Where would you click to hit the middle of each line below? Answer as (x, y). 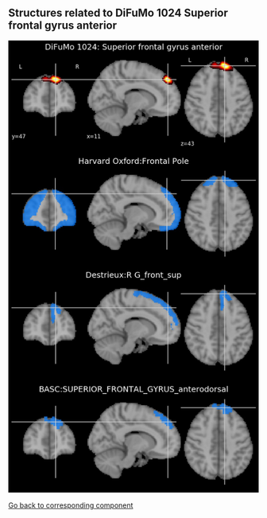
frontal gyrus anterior (63, 26)
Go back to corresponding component (71, 505)
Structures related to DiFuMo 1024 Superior (118, 13)
